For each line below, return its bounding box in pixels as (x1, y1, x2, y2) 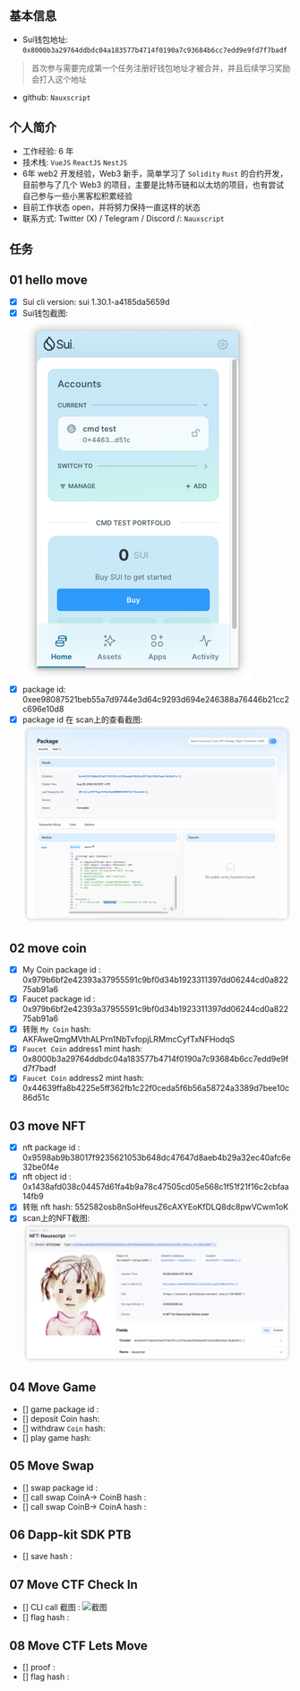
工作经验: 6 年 (21, 145, 74, 156)
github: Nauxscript (21, 92, 91, 102)
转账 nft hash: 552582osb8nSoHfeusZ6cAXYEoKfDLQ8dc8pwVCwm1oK (21, 1201, 289, 1213)
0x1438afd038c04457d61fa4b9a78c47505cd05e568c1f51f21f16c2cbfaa (21, 1181, 289, 1192)
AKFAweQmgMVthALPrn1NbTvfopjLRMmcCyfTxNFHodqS (21, 1034, 236, 1045)
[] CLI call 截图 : (21, 1602, 81, 1613)
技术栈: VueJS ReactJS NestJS (21, 156, 128, 168)
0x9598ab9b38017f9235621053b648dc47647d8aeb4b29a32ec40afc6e (21, 1152, 291, 1164)
